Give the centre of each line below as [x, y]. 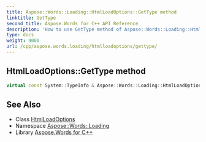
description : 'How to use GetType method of [64, 29]
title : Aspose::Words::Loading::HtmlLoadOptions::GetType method [91, 12]
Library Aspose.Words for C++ [54, 132]
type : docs [20, 35]
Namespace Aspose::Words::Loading [62, 126]
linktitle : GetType [31, 18]
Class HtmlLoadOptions [45, 119]
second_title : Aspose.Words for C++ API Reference [72, 23]
